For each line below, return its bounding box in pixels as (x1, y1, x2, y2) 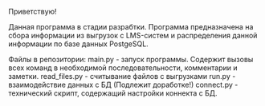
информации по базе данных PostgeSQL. (8, 39, 149, 49)
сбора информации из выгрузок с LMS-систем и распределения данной (8, 31, 258, 40)
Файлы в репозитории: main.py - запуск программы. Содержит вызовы (8, 55, 254, 64)
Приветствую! (8, 7, 57, 16)
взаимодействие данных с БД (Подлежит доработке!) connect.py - (8, 80, 238, 89)
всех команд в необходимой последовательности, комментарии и (8, 63, 238, 73)
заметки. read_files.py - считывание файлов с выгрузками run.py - (8, 72, 236, 80)
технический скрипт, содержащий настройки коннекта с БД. (8, 88, 218, 98)
